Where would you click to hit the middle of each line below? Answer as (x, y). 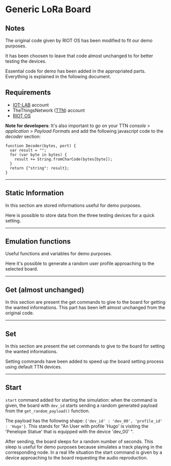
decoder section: (23, 136)
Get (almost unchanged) (45, 290)
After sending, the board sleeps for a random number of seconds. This (79, 441)
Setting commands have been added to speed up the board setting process (84, 361)
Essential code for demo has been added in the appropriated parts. (76, 71)
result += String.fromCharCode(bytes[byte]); (64, 159)
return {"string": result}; (40, 168)
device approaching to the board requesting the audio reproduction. (77, 457)
